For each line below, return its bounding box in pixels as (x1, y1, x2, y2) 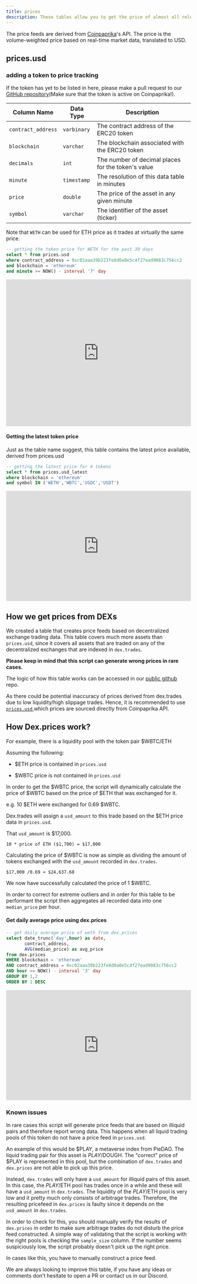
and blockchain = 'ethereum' (6, 263, 77, 269)
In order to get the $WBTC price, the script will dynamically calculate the (6, 783, 181, 790)
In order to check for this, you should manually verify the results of (6, 1218, 167, 1225)
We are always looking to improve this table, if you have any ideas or (6, 1266, 172, 1273)
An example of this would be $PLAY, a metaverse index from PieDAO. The (6, 1145, 184, 1152)
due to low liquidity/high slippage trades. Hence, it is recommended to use (6, 699, 186, 706)
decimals (9, 160, 33, 167)
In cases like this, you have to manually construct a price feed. (6, 1255, 157, 1262)
